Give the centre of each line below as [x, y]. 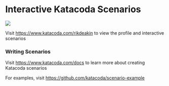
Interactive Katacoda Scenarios [73, 9]
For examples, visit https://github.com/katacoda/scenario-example [75, 78]
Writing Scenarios [28, 51]
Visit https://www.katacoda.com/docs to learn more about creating [75, 63]
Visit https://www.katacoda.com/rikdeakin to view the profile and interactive [85, 33]
